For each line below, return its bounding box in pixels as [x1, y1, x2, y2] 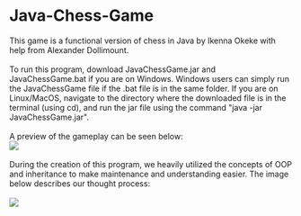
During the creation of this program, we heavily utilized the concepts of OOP [9, 158, 293, 169]
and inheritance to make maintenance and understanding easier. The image [9, 168, 289, 179]
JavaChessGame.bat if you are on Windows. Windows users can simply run [9, 73, 290, 84]
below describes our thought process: [9, 177, 151, 189]
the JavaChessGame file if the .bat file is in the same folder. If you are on [9, 83, 279, 94]
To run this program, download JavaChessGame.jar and [9, 64, 216, 75]
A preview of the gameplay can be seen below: [9, 130, 183, 141]
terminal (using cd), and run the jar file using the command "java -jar [9, 102, 263, 112]
